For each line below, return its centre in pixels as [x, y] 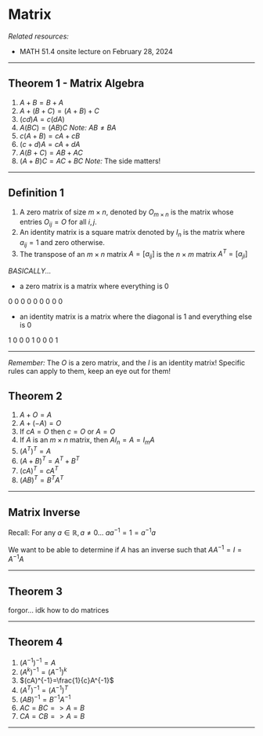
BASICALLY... [30, 271]
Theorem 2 [35, 395]
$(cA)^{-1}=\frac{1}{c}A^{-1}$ [67, 680]
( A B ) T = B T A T [41, 479]
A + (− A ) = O [40, 423]
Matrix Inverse [44, 512]
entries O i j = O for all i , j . [58, 223]
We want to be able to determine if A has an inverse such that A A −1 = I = [125, 549]
